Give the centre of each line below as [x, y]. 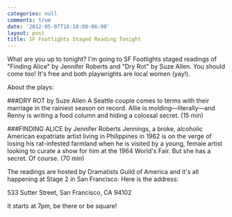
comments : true [29, 20]
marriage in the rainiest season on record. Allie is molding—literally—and [111, 108]
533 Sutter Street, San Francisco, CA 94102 [69, 193]
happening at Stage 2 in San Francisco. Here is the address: [93, 179]
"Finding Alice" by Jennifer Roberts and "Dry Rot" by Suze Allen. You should [116, 67]
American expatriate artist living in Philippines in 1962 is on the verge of [109, 137]
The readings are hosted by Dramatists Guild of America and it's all [103, 172]
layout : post [26, 33]
